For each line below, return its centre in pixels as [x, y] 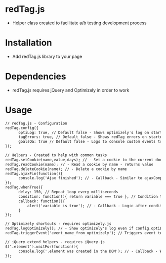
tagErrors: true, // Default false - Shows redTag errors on [83, 137]
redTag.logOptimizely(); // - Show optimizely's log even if [69, 228]
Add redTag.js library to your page [47, 56]
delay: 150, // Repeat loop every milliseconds [68, 192]
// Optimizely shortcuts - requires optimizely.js [58, 224]
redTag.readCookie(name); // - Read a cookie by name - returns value [79, 164]
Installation [29, 43]
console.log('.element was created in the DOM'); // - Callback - [88, 251]
